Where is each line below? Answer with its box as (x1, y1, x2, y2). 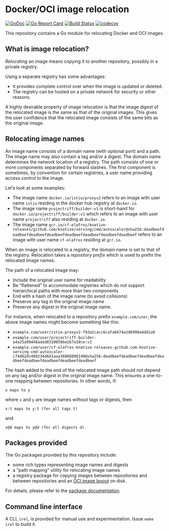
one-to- (146, 372, 163, 378)
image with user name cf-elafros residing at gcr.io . (12, 236, 122, 242)
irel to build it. (5, 521, 36, 527)
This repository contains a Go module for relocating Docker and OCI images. (5, 30, 164, 36)
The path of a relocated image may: (5, 267, 80, 273)
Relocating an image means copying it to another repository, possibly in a (5, 58, 158, 64)
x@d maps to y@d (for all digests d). (5, 425, 87, 430)
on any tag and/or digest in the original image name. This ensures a (5, 372, 145, 378)
